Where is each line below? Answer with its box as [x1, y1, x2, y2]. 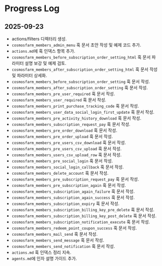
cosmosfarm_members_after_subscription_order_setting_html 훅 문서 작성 [11, 66, 158, 72]
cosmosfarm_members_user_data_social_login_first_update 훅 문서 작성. [11, 109, 155, 115]
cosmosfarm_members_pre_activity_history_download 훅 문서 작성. [11, 115, 142, 121]
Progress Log [4, 3, 60, 14]
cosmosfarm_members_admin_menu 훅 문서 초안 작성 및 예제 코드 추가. [11, 42, 142, 48]
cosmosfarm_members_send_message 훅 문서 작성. [11, 237, 104, 243]
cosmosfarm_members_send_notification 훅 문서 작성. [11, 244, 115, 249]
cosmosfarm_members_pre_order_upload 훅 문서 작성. [11, 134, 113, 139]
